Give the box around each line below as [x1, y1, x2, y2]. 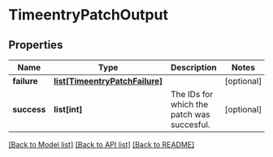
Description [170, 62, 217, 73]
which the [170, 99, 209, 110]
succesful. [170, 119, 210, 130]
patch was [170, 109, 210, 120]
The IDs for [170, 89, 214, 100]
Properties [8, 38, 63, 52]
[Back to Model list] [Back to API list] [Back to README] [8, 140, 195, 149]
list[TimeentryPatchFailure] [54, 75, 163, 87]
